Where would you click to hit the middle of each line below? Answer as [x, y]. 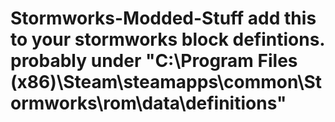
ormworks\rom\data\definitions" [148, 103]
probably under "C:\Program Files [154, 61]
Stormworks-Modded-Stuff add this [163, 18]
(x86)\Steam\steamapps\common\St [166, 82]
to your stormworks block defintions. [167, 39]
